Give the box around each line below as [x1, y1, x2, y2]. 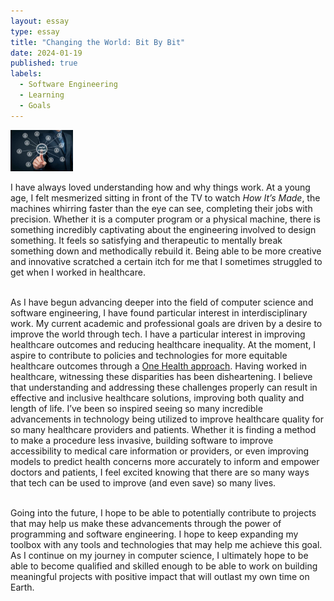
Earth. [10, 581, 35, 594]
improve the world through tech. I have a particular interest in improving [10, 328, 306, 340]
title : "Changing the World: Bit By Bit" [10, 37, 186, 47]
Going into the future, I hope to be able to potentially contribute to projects [10, 507, 317, 519]
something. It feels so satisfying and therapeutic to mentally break [10, 235, 283, 247]
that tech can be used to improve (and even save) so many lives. [10, 477, 277, 489]
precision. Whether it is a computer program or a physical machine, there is [10, 213, 321, 225]
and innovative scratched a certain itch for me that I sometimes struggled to [10, 256, 323, 268]
